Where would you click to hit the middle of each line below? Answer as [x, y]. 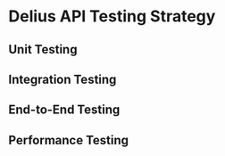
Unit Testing [43, 49]
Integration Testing [62, 79]
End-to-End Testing [64, 110]
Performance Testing [69, 140]
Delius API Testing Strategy [112, 16]
